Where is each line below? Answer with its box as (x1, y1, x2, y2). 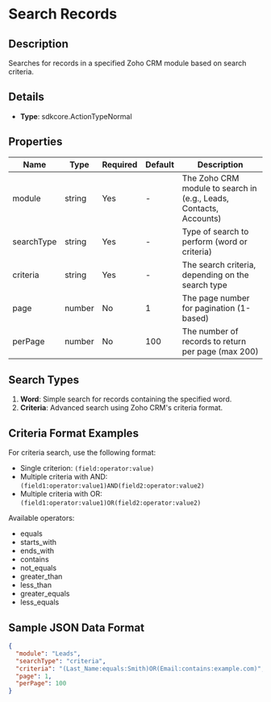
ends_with (19, 546, 55, 556)
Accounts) (181, 213, 222, 224)
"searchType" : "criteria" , (15, 657, 106, 665)
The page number (181, 292, 250, 303)
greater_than (19, 571, 63, 581)
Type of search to (181, 226, 249, 237)
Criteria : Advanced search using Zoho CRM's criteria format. (19, 403, 223, 413)
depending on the (181, 269, 249, 280)
